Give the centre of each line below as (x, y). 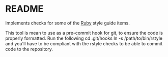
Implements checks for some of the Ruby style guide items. (67, 23)
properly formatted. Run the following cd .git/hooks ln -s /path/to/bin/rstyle (84, 38)
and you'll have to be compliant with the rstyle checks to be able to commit (84, 43)
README (24, 9)
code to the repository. (29, 49)
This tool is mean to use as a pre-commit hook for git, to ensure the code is (84, 33)
